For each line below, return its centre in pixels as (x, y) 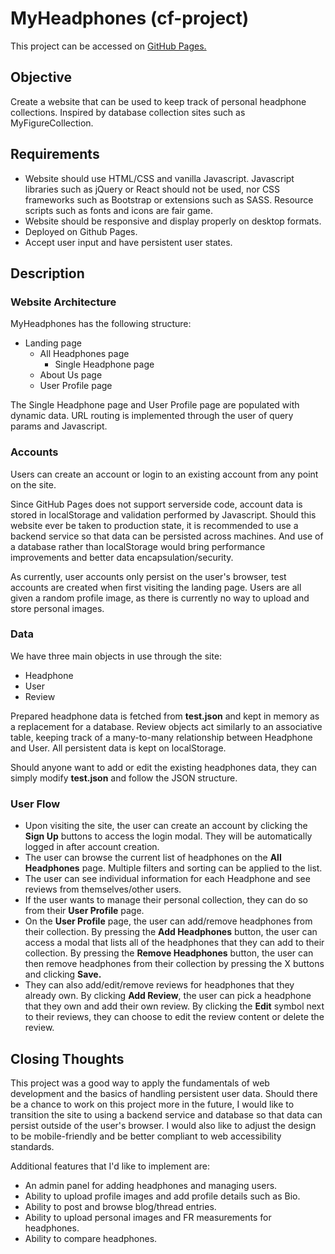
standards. (32, 1146)
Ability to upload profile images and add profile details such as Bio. (162, 1196)
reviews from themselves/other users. (103, 889)
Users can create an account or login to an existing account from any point (164, 474)
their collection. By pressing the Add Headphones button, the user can (171, 932)
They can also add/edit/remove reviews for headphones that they (159, 985)
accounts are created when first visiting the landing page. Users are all (156, 587)
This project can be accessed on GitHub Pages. (108, 46)
